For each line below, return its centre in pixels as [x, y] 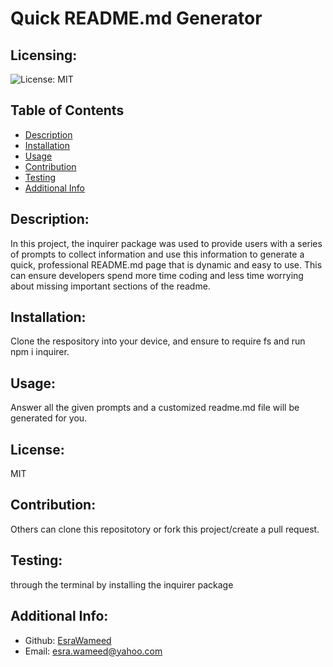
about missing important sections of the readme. [110, 286]
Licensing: [44, 55]
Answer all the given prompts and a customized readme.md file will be [155, 408]
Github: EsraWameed [68, 640]
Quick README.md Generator [136, 18]
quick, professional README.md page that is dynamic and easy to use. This [166, 264]
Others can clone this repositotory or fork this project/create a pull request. [165, 529]
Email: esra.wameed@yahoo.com [93, 651]
